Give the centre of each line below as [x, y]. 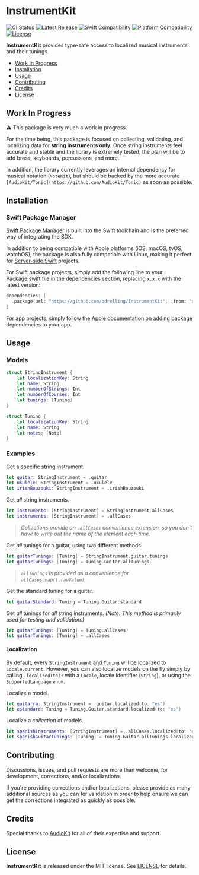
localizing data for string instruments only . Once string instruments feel [94, 145]
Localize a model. [28, 693]
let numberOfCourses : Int [49, 395]
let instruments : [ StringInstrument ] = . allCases [69, 516]
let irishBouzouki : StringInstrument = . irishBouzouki [75, 489]
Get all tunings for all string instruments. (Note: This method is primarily [94, 613]
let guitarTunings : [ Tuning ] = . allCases [58, 636]
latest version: [23, 285]
